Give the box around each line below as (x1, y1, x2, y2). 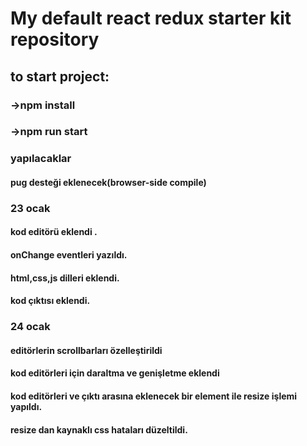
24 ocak (10, 320, 51, 334)
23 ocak (10, 201, 51, 215)
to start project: (10, 68, 110, 85)
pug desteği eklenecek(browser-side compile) (10, 176, 207, 188)
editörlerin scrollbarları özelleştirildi (10, 344, 163, 356)
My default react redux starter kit (10, 7, 292, 30)
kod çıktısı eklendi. (10, 295, 91, 307)
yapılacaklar (10, 152, 72, 166)
